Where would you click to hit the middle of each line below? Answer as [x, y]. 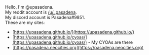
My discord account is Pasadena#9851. [45, 17]
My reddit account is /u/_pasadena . [41, 12]
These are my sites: [25, 22]
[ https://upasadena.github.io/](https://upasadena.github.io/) [73, 32]
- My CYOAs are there [111, 42]
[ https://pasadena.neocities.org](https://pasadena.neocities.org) [78, 47]
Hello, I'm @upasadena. [29, 7]
